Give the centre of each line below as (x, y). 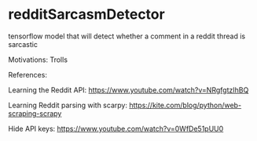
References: (28, 74)
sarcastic (23, 44)
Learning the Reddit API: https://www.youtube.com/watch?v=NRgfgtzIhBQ (128, 90)
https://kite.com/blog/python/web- (185, 105)
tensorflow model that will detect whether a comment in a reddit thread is (127, 36)
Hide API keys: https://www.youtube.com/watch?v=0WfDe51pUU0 (116, 128)
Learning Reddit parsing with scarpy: (68, 105)
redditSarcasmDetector (86, 14)
